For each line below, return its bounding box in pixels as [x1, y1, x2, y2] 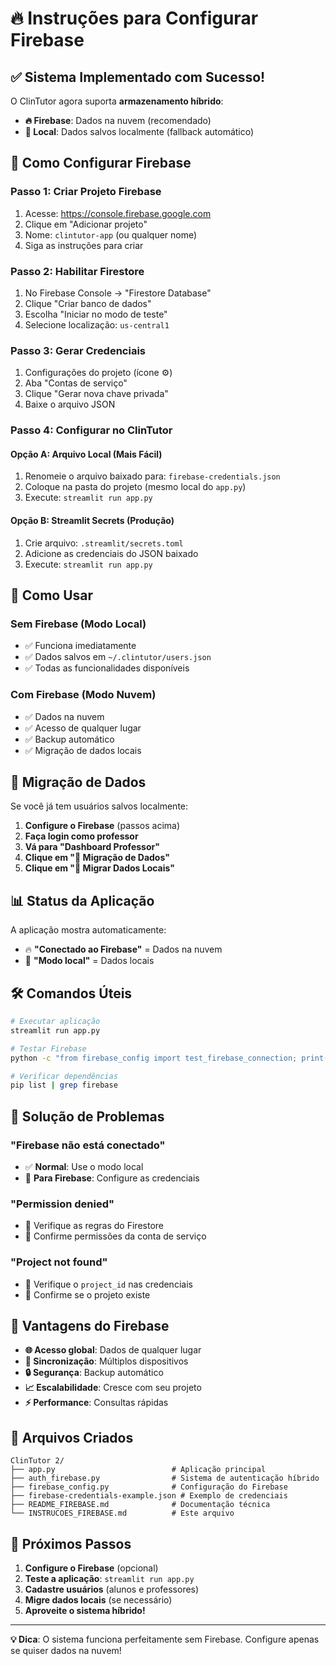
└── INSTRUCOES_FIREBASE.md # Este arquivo [10, 1508, 235, 1519]
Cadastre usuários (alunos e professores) [24, 1583, 200, 1595]
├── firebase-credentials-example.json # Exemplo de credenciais [10, 1491, 288, 1501]
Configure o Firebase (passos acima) [24, 820, 181, 832]
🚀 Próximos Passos [10, 1535, 132, 1552]
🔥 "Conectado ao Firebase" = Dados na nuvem [24, 943, 223, 956]
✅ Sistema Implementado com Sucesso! [10, 68, 266, 86]
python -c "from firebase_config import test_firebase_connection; [10, 1053, 298, 1063]
